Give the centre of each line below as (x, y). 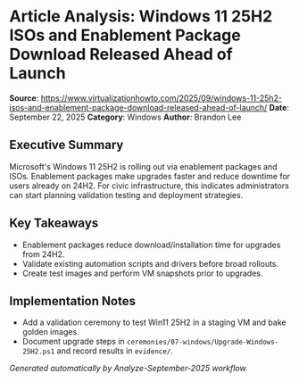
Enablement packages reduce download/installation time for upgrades (151, 245)
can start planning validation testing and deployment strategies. (126, 195)
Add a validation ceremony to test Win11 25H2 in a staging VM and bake (154, 322)
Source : (24, 98)
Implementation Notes (73, 301)
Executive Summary (66, 145)
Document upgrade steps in (73, 342)
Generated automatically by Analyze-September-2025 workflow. (129, 369)
